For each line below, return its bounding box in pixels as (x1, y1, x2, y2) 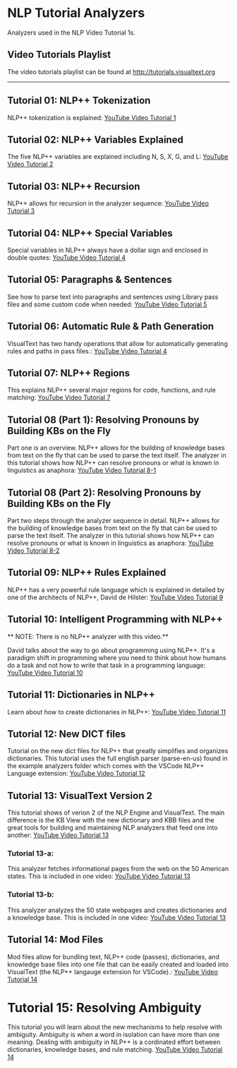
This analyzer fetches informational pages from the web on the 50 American (7, 865, 229, 873)
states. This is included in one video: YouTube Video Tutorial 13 (7, 872, 190, 880)
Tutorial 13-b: (7, 889, 54, 899)
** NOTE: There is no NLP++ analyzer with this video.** (7, 632, 169, 640)
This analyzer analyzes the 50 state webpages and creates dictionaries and (7, 906, 227, 914)
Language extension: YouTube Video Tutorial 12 (7, 769, 146, 778)
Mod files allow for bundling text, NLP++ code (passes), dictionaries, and (7, 952, 220, 961)
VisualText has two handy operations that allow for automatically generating (7, 339, 228, 347)
